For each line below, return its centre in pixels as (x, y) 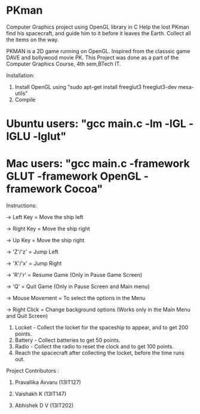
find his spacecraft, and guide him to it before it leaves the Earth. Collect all (99, 33)
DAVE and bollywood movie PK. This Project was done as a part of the (93, 57)
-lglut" (50, 136)
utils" (21, 93)
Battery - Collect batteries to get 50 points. (67, 340)
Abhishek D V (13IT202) (44, 406)
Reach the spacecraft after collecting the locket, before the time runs (100, 353)
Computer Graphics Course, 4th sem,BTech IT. (64, 64)
